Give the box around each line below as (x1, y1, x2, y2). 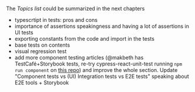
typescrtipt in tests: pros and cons (14, 17, 98, 23)
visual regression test (14, 48, 67, 55)
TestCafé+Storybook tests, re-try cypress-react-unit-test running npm (14, 60, 183, 67)
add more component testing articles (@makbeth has (14, 54, 144, 61)
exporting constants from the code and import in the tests (14, 35, 154, 42)
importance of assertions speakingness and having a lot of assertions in (14, 23, 189, 29)
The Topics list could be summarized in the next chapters (6, 5, 145, 12)
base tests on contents (14, 41, 70, 48)
